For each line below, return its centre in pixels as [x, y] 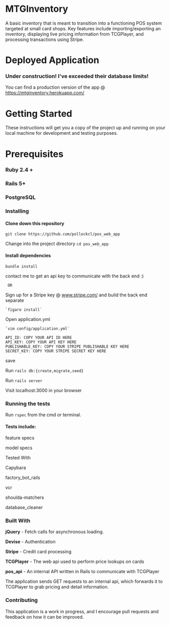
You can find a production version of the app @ [55, 87]
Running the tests [28, 404]
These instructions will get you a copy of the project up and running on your [85, 128]
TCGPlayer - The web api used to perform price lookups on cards [75, 561]
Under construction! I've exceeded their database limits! [77, 76]
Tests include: [21, 427]
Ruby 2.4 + [19, 170]
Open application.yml [28, 319]
